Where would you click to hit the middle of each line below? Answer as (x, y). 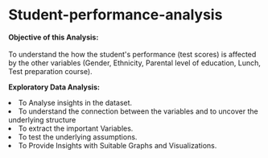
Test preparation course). (50, 71)
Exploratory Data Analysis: (54, 87)
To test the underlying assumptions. (78, 137)
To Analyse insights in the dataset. (76, 102)
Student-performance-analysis (115, 15)
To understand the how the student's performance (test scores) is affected (132, 54)
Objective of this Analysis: (54, 37)
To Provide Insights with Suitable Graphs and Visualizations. (118, 145)
